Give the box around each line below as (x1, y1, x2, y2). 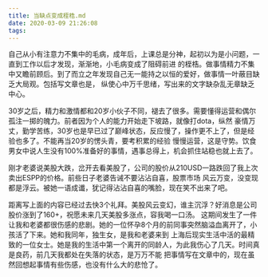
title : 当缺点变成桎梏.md (8, 11, 86, 20)
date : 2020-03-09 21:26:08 (8, 19, 98, 27)
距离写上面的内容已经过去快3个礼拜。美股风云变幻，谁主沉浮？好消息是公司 (8, 200, 258, 210)
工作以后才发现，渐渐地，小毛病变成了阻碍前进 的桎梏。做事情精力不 (22, 59, 248, 69)
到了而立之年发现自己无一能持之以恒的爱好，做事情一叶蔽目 (57, 69, 253, 79)
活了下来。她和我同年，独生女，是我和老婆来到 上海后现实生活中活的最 (14, 230, 248, 239)
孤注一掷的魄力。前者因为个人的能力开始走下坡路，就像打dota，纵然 (8, 117, 233, 126)
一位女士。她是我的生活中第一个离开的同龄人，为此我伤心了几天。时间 (22, 240, 253, 250)
